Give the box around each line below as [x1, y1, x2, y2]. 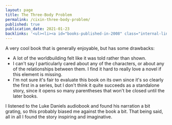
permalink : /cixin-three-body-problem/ [5, 17, 91, 22]
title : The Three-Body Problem [5, 12, 72, 17]
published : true [5, 21, 40, 27]
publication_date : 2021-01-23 [5, 27, 70, 32]
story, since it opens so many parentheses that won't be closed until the [12, 88, 165, 93]
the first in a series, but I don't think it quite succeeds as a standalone [12, 82, 160, 88]
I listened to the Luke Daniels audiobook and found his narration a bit [5, 103, 150, 109]
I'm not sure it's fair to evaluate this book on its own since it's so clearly [12, 77, 164, 83]
